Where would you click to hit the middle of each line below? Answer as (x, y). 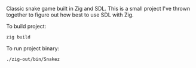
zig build (19, 37)
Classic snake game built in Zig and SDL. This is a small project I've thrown (98, 9)
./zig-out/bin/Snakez (33, 59)
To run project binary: (33, 48)
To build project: (26, 26)
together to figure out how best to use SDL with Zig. (70, 15)
